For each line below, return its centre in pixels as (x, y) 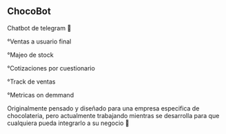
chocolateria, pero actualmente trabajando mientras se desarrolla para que (113, 115)
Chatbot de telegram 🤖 (39, 28)
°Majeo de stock (30, 55)
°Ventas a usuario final (39, 41)
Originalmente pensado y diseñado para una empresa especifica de (103, 108)
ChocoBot (29, 11)
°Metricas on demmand (41, 95)
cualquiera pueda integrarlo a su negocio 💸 (68, 123)
